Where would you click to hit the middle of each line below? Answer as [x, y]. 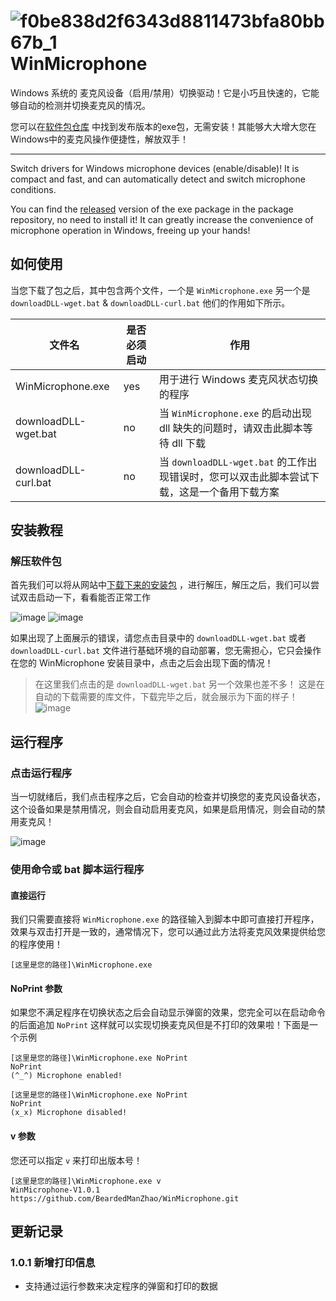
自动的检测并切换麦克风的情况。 [84, 105]
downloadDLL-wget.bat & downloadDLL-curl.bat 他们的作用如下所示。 [150, 302]
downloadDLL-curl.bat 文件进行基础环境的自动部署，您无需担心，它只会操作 [166, 651]
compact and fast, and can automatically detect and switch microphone [158, 179]
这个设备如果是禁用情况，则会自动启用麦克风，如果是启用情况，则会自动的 [163, 809]
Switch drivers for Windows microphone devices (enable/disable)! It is [155, 168]
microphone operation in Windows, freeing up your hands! [130, 230]
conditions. [33, 189]
